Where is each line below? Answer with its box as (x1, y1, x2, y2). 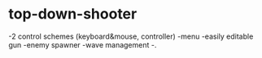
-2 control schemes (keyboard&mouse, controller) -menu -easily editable (8, 31, 254, 41)
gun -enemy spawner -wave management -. (8, 39, 157, 49)
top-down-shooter (8, 5, 138, 23)
